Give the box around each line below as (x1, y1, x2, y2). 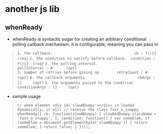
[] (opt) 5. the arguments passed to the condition (17, 80, 133, 85)
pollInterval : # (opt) (17, 66, 77, 70)
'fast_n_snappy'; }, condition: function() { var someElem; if (17, 116, 150, 121)
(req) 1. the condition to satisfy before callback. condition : (17, 56, 156, 61)
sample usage (12, 94, 41, 99)
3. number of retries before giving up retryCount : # (17, 70, 148, 75)
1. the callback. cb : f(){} (17, 51, 157, 56)
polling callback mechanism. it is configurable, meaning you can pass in (12, 41, 159, 47)
